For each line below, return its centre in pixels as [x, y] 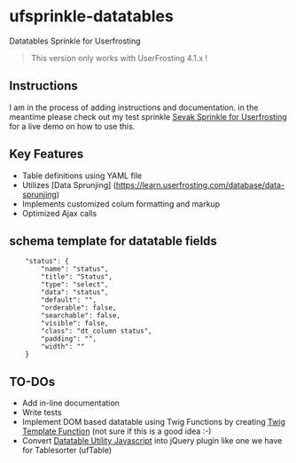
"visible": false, [75, 324]
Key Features [47, 154]
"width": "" [63, 347]
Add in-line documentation [70, 403]
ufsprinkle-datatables [92, 16]
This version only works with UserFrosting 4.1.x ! [119, 58]
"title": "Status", [77, 277]
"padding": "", [69, 339]
